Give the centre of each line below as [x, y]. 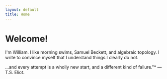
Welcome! [27, 39]
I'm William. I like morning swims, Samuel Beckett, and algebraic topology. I [82, 52]
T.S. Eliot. [15, 73]
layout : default [22, 10]
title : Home [17, 14]
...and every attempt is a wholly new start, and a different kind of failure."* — [83, 67]
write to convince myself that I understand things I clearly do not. [72, 58]
